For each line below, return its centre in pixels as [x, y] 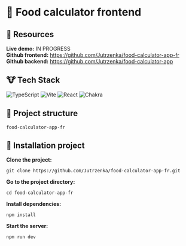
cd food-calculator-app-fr [40, 193]
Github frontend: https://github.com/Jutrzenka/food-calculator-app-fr [93, 55]
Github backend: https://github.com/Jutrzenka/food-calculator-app [90, 61]
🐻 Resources [30, 34]
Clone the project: [29, 160]
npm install [21, 215]
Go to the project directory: [41, 182]
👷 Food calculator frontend [74, 12]
